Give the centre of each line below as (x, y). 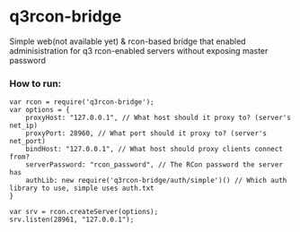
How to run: (35, 83)
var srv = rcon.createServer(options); (84, 212)
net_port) (28, 142)
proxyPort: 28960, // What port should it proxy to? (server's (146, 133)
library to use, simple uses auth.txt (82, 189)
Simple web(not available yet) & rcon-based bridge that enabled (128, 41)
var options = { (40, 110)
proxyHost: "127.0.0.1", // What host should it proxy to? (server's (159, 118)
